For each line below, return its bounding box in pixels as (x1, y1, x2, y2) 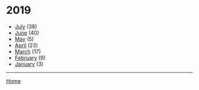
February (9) (14, 54, 46, 61)
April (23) (14, 42, 38, 49)
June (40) (14, 29, 40, 36)
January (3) (14, 60, 44, 68)
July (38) (14, 23, 37, 30)
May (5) (14, 35, 34, 42)
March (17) (14, 48, 41, 55)
